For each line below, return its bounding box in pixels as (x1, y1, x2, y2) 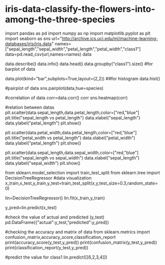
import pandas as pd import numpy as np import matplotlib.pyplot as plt (5, 30, 151, 36)
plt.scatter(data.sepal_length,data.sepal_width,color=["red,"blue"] (5, 150, 139, 155)
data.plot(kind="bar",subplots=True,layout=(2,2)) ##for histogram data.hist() (5, 76, 161, 81)
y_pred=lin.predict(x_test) (5, 204, 57, 210)
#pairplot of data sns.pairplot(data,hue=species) (5, 85, 104, 91)
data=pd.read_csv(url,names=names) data (5, 51, 92, 57)
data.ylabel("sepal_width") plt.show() (5, 160, 81, 166)
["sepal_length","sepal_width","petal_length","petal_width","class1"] (5, 46, 141, 52)
